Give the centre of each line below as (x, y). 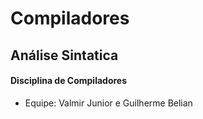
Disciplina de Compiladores (69, 81)
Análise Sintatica (64, 55)
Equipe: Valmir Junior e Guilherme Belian (108, 103)
